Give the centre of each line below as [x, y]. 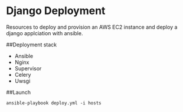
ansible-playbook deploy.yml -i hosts [54, 103]
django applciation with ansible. [45, 33]
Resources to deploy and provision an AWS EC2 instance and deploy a [92, 27]
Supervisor [28, 68]
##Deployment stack [32, 45]
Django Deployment [56, 11]
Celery [23, 74]
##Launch [19, 92]
